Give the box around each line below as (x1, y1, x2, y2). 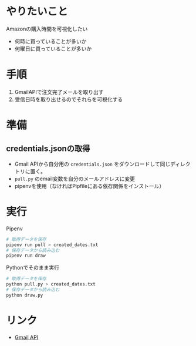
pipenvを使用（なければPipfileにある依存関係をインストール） (14, 182, 165, 189)
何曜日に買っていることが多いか (14, 45, 92, 52)
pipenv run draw (6, 253, 46, 258)
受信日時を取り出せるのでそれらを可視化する (14, 96, 123, 103)
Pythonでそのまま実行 (6, 264, 60, 271)
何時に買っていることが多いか (14, 38, 87, 45)
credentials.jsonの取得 (6, 144, 90, 154)
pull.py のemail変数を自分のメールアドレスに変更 (14, 175, 135, 182)
